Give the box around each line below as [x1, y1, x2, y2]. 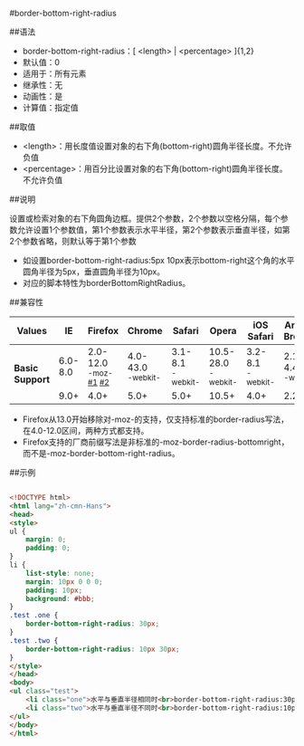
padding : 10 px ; [25, 586, 83, 595]
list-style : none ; [25, 569, 95, 578]
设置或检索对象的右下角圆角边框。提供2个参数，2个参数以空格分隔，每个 [9, 213, 281, 224]
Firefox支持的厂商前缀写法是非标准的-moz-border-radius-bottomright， [22, 436, 290, 447]
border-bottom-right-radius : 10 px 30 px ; [25, 645, 180, 654]
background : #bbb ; [25, 594, 95, 603]
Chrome [127, 325, 163, 337]
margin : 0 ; [25, 535, 67, 544]
